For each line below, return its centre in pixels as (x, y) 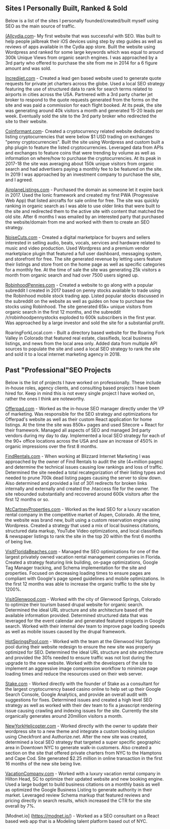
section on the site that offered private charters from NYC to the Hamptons (83, 753)
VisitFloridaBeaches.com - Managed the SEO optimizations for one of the (82, 551)
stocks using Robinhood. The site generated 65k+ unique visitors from (79, 306)
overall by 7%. (20, 806)
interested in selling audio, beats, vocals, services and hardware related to (83, 242)
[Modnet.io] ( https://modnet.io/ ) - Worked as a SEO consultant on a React (82, 816)
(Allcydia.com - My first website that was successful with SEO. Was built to (83, 36)
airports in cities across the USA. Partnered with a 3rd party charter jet (79, 94)
